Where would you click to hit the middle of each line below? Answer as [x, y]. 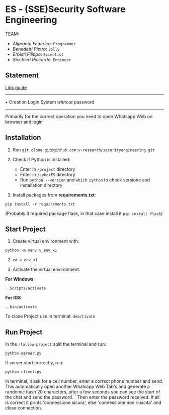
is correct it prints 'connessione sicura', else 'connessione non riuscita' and [83, 402]
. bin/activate [21, 307]
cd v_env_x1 [25, 260]
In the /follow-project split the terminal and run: [56, 344]
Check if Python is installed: [41, 159]
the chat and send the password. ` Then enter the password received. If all [82, 397]
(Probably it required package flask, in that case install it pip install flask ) [84, 213]
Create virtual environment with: [46, 241]
